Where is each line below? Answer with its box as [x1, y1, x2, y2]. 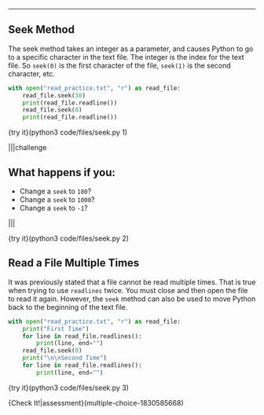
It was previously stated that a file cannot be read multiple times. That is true [8, 277, 256, 287]
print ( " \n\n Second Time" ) [22, 354, 108, 362]
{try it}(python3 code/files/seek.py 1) [8, 127, 128, 138]
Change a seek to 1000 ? [19, 195, 96, 204]
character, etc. [8, 68, 55, 79]
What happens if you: [8, 166, 116, 179]
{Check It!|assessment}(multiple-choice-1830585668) [8, 398, 184, 407]
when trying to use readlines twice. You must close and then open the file [8, 285, 248, 295]
